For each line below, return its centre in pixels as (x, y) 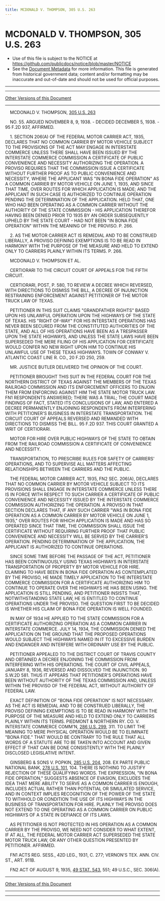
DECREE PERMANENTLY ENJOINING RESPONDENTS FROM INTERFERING (81, 408)
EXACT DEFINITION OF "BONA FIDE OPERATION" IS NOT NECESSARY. (82, 700)
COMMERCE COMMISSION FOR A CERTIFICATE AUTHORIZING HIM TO (78, 582)
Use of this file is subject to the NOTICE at (55, 58)
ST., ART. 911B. (20, 860)
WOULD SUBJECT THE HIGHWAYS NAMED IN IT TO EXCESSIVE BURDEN (80, 639)
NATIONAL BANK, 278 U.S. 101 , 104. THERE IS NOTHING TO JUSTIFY (75, 767)
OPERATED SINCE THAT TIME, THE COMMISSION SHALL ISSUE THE (75, 526)
